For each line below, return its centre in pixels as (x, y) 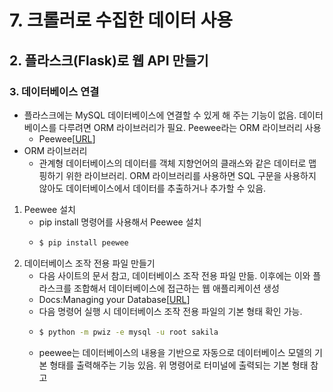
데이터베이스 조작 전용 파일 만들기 (89, 263)
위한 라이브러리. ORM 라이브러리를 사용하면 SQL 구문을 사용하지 (191, 175)
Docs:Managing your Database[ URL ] (114, 299)
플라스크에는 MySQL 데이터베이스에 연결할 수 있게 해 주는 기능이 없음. (160, 115)
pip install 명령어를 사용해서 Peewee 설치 (120, 222)
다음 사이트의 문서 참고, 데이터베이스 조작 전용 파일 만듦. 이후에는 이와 (174, 275)
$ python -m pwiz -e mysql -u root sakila (128, 332)
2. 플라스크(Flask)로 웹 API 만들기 (109, 60)
